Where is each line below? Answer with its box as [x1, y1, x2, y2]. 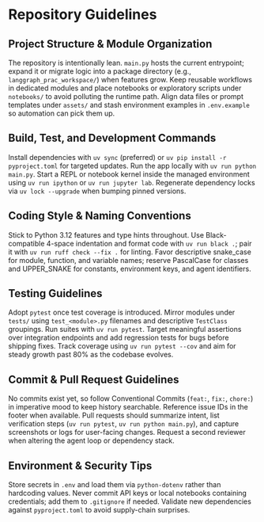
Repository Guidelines [8, 6, 157, 24]
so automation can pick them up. [8, 109, 115, 118]
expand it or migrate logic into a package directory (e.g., [8, 67, 192, 76]
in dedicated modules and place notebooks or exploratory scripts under [8, 83, 242, 93]
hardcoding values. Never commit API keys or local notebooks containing [8, 489, 247, 498]
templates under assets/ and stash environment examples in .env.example [8, 101, 251, 109]
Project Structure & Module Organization [8, 37, 213, 51]
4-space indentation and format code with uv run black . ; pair [46, 238, 252, 248]
